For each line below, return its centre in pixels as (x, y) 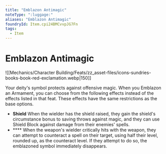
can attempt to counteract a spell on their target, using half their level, (85, 135)
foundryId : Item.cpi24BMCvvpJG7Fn (42, 24)
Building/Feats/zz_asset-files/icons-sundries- (103, 72)
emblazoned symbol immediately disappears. (60, 146)
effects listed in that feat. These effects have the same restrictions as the (81, 98)
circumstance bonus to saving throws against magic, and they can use (86, 119)
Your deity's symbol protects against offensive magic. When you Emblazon (83, 88)
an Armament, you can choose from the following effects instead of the (80, 93)
